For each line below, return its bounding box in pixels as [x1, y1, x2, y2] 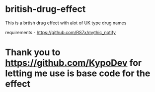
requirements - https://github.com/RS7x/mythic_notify [5, 29, 116, 35]
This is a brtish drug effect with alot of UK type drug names [5, 20, 127, 26]
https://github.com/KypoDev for [5, 57, 142, 69]
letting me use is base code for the [5, 68, 151, 79]
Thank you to [5, 47, 61, 58]
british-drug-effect [5, 3, 86, 15]
